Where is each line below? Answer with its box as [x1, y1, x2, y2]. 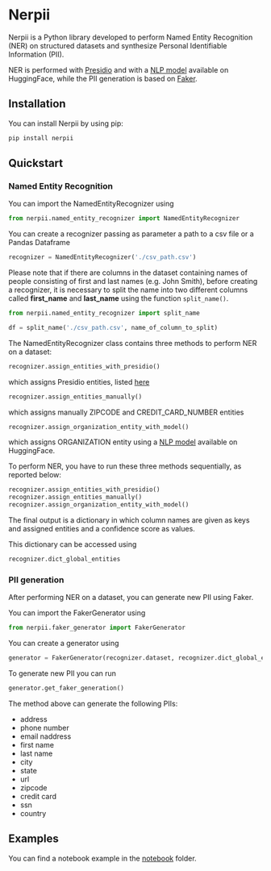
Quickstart [8, 156, 64, 170]
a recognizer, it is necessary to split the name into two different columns [8, 285, 248, 295]
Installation [8, 97, 66, 110]
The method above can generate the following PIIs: [8, 698, 178, 708]
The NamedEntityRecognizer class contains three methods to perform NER [8, 338, 257, 348]
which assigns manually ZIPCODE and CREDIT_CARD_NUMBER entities [8, 407, 244, 417]
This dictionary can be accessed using [8, 540, 137, 549]
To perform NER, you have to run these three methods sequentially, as [8, 461, 242, 471]
